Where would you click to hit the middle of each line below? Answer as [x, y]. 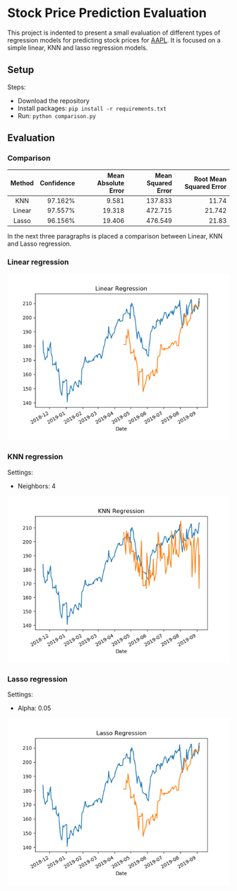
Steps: [17, 87]
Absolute [111, 183]
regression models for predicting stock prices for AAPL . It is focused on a [114, 40]
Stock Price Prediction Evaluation [107, 13]
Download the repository [54, 100]
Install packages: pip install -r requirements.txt [92, 108]
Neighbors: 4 [37, 485]
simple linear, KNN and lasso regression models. [78, 47]
